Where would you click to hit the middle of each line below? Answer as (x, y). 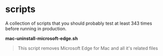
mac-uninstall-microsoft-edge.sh (42, 38)
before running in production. (36, 28)
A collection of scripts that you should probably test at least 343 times (79, 23)
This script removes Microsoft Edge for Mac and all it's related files (88, 48)
